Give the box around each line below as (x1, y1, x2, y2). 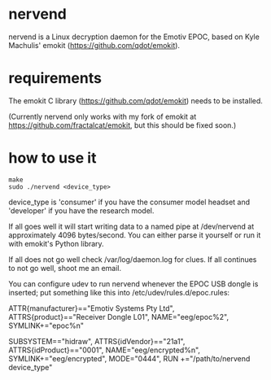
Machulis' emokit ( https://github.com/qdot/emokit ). (8, 40, 181, 50)
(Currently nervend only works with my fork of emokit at (8, 111, 197, 121)
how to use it (8, 149, 97, 168)
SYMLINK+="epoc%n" (8, 321, 84, 330)
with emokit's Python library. (8, 238, 104, 248)
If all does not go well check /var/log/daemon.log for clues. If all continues (8, 254, 257, 264)
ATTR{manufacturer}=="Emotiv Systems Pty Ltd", (8, 303, 175, 313)
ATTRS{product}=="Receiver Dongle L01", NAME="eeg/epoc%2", (8, 312, 229, 321)
